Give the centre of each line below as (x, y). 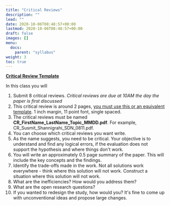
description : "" (23, 15)
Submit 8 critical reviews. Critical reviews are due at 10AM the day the (86, 96)
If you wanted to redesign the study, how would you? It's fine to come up (89, 192)
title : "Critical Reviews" (34, 10)
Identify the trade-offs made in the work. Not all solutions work (78, 166)
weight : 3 (16, 57)
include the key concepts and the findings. (57, 160)
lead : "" (15, 19)
